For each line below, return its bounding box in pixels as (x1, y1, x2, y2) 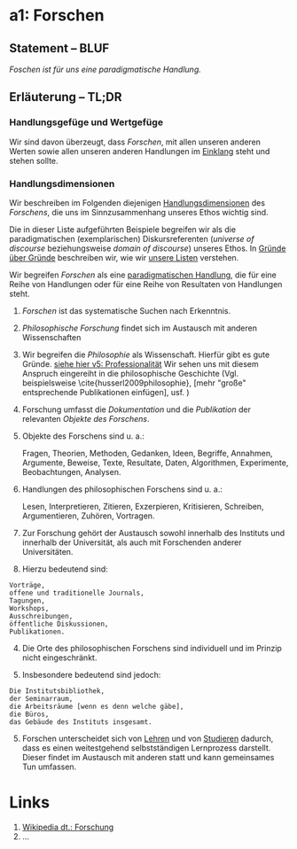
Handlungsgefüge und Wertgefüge (9, 116, 164, 129)
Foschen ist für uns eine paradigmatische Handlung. (9, 64, 202, 74)
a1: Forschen (9, 5, 105, 26)
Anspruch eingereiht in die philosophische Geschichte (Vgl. (21, 368, 239, 378)
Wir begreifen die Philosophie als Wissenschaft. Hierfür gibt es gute (21, 349, 270, 360)
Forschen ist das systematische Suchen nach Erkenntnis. (21, 305, 231, 315)
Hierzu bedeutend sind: (21, 564, 108, 574)
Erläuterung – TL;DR (9, 90, 122, 105)
